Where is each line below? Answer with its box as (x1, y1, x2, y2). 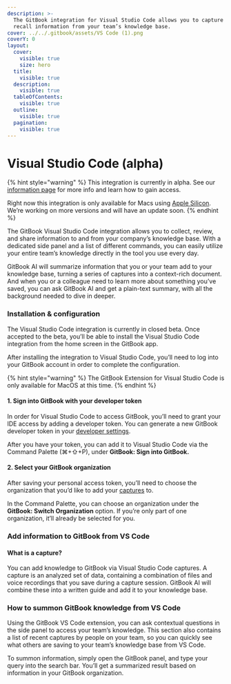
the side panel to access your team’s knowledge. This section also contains (7, 626, 221, 634)
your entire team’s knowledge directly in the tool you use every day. (7, 249, 199, 258)
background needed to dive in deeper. (7, 292, 116, 301)
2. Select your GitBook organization (7, 464, 112, 472)
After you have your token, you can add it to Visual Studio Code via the (7, 440, 208, 448)
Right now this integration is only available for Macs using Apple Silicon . (7, 199, 212, 207)
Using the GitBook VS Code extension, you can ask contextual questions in (7, 619, 221, 627)
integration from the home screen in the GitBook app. (7, 339, 159, 348)
